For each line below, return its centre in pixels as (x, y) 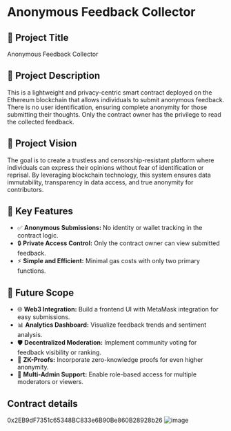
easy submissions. (43, 317)
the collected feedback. (41, 122)
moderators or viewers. (50, 382)
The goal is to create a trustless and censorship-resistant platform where (111, 160)
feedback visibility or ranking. (59, 352)
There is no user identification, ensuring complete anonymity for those (107, 107)
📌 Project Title (38, 38)
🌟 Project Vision (42, 143)
